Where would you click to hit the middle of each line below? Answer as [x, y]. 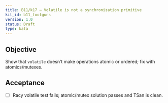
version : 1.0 [19, 19]
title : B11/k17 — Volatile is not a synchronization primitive [74, 10]
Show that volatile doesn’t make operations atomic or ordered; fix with [80, 61]
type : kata [17, 29]
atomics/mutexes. [24, 67]
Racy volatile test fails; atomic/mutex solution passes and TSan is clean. [88, 95]
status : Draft [20, 24]
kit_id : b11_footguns [28, 15]
